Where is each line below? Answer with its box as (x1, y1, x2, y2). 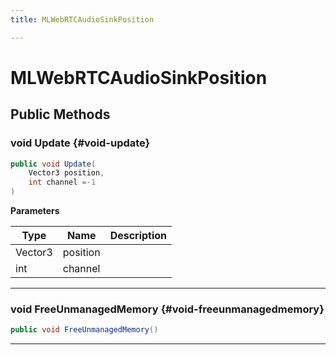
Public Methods (10, 106, 111, 123)
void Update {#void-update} (10, 136, 151, 150)
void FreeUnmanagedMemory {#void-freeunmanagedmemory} (10, 302, 325, 316)
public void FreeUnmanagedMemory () (10, 325, 159, 335)
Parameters (10, 205, 60, 216)
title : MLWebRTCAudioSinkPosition (10, 14, 155, 25)
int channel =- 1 (28, 177, 97, 188)
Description (109, 229, 168, 242)
